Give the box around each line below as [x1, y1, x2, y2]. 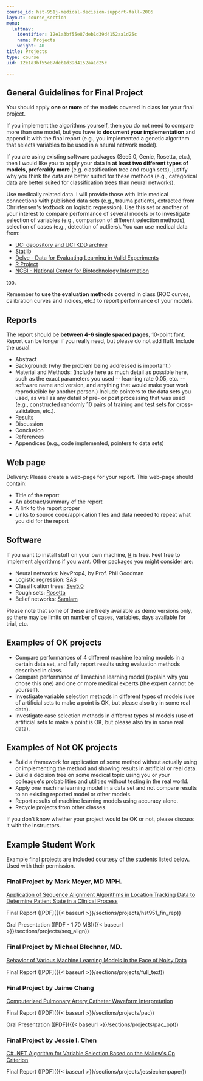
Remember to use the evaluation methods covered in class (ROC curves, [6, 291, 191, 298]
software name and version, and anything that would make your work [15, 381, 189, 389]
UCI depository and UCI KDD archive [15, 241, 108, 249]
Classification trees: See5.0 [15, 582, 84, 590]
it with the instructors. [6, 822, 61, 829]
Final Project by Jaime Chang [6, 983, 94, 992]
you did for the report [15, 517, 69, 525]
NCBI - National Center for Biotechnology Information [15, 267, 150, 274]
